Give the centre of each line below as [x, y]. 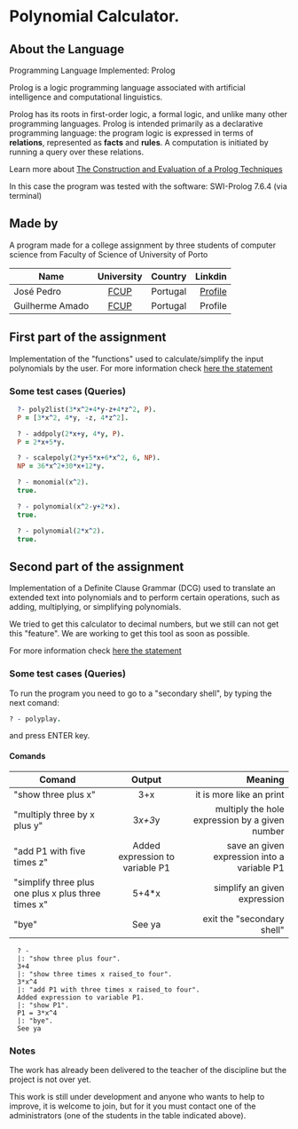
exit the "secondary [243, 919]
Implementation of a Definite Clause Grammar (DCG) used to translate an [143, 588]
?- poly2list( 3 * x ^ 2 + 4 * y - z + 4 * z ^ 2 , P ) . [87, 409]
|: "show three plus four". [69, 959]
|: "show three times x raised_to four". [95, 974]
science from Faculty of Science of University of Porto [109, 254]
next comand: [34, 702]
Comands [27, 756]
